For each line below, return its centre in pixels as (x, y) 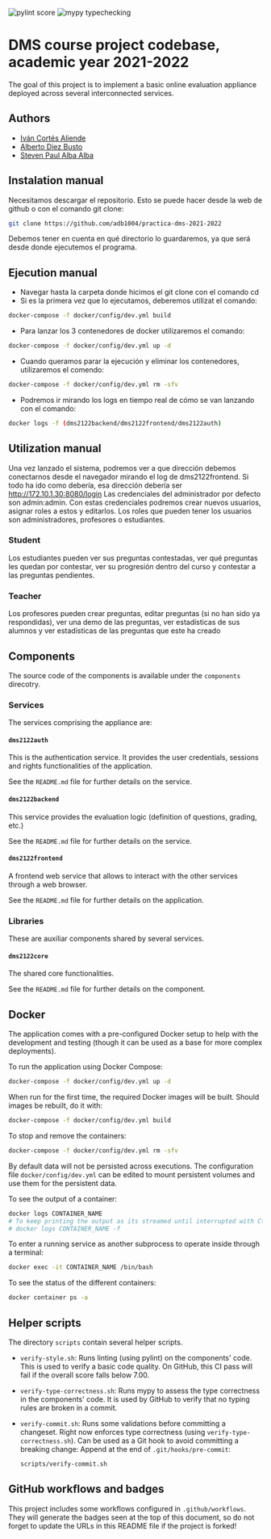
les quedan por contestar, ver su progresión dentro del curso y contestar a (132, 566)
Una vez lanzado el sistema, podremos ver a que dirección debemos (122, 468)
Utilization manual (55, 449)
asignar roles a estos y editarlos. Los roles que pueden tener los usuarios (130, 511)
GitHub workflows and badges (86, 1489)
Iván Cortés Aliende (53, 138)
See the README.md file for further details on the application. (106, 899)
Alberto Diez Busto (51, 146)
